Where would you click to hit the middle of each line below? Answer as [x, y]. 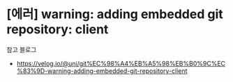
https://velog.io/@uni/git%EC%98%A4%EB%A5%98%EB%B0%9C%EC [121, 63]
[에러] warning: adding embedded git [115, 14]
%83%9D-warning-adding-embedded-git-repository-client [102, 71]
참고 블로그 [22, 49]
